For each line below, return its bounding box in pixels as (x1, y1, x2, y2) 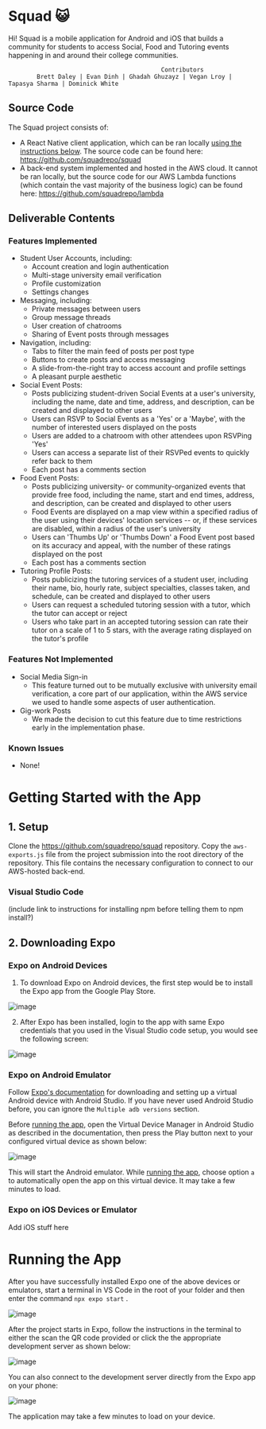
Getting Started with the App (8, 788, 202, 807)
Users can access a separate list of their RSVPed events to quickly (31, 448, 250, 458)
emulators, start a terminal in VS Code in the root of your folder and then (8, 1285, 245, 1295)
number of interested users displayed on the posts (31, 422, 197, 432)
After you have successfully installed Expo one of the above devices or (8, 1276, 241, 1286)
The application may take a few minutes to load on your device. (8, 1411, 216, 1421)
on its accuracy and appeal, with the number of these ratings (31, 541, 232, 551)
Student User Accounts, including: (19, 254, 133, 263)
